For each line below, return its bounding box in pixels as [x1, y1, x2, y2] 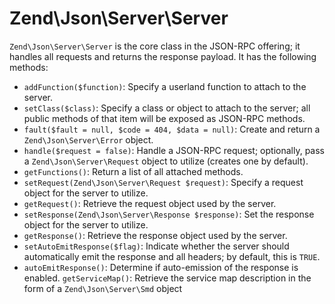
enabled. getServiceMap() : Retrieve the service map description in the [23, 272, 312, 284]
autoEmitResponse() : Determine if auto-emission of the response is [23, 261, 299, 273]
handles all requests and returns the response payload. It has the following [9, 50, 317, 62]
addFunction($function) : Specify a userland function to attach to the [23, 80, 307, 92]
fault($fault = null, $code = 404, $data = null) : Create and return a [23, 123, 321, 135]
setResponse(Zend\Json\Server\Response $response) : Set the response [23, 208, 315, 220]
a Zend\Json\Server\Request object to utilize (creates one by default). [23, 155, 309, 167]
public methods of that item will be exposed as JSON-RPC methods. [23, 112, 306, 124]
